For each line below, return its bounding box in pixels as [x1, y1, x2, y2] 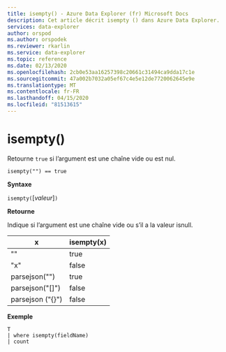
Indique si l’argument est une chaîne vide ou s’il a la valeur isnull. [7, 221, 193, 229]
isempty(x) [69, 237, 107, 247]
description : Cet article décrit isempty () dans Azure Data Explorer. [7, 17, 220, 24]
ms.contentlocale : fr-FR [7, 88, 80, 95]
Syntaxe [7, 179, 32, 189]
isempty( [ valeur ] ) [7, 193, 58, 202]
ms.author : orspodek [7, 36, 68, 43]
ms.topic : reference [7, 56, 68, 63]
